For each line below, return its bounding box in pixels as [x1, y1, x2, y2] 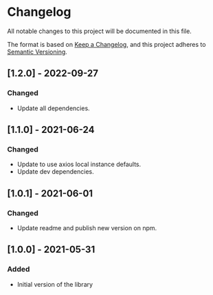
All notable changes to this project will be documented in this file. [7, 27, 192, 35]
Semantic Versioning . [7, 48, 67, 56]
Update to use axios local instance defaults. [16, 160, 142, 169]
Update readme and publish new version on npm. [16, 224, 157, 232]
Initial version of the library [16, 280, 93, 288]
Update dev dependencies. [16, 167, 94, 176]
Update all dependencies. [16, 104, 91, 112]
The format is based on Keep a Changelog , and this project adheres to [7, 40, 206, 48]
